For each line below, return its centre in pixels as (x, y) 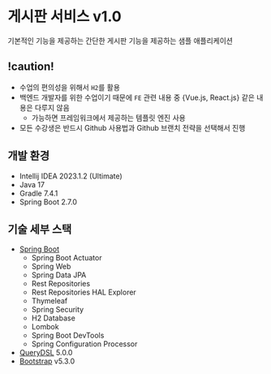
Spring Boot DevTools (68, 335)
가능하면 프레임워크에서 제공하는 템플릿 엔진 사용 (108, 118)
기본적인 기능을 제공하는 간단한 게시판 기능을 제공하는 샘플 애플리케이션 (120, 41)
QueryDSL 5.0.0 (46, 353)
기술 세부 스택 (40, 229)
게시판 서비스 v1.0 (65, 17)
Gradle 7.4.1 (39, 193)
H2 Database (54, 318)
